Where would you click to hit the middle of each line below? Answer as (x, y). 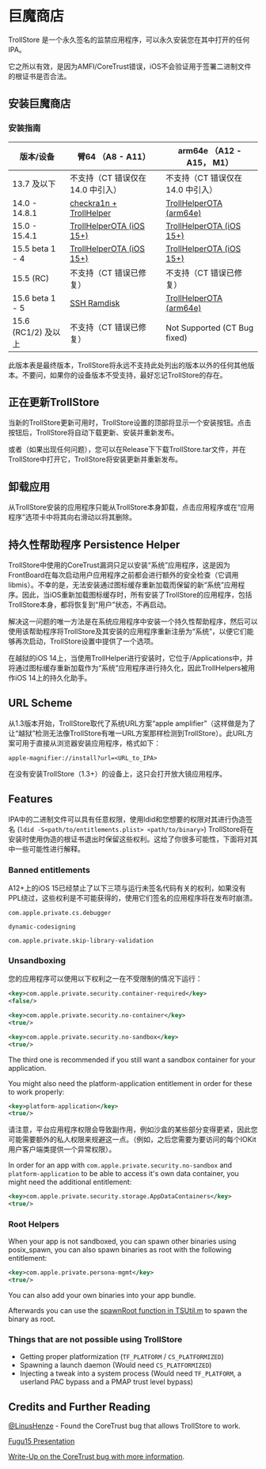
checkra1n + (93, 203)
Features (30, 799)
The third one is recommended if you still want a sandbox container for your (132, 1059)
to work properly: (36, 1091)
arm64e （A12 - (210, 150)
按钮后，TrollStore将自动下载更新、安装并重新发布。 (93, 433)
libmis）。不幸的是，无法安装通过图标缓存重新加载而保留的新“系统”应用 (123, 585)
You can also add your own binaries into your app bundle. (102, 1296)
